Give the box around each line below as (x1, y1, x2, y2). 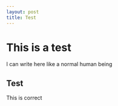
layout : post (6, 8, 39, 15)
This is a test (6, 41, 71, 55)
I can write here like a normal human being (6, 61, 113, 68)
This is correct (6, 94, 42, 102)
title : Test (6, 15, 36, 21)
